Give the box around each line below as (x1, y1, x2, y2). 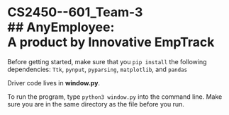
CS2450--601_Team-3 (7, 4, 143, 20)
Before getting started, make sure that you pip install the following (7, 57, 207, 66)
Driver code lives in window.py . (7, 78, 101, 87)
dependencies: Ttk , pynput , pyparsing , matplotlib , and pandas (7, 65, 188, 73)
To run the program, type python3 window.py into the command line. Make (7, 92, 223, 101)
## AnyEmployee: (7, 19, 115, 35)
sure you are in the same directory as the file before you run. (7, 99, 184, 108)
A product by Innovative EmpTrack (7, 35, 215, 50)
